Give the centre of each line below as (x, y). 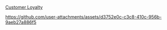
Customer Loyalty (24, 7)
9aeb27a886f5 (21, 22)
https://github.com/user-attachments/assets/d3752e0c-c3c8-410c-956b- (83, 17)
